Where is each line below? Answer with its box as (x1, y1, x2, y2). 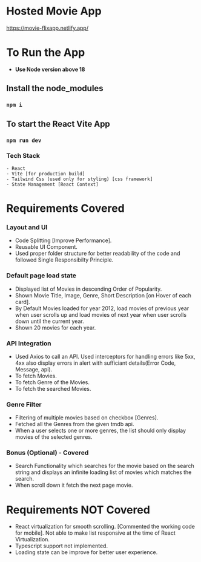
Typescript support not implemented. (15, 542, 108, 550)
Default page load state (6, 271, 77, 280)
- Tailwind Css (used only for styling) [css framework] (6, 176, 153, 182)
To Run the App (6, 46, 85, 59)
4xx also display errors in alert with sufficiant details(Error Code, (15, 359, 176, 367)
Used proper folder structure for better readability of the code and (15, 250, 180, 257)
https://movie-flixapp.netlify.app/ (6, 24, 89, 32)
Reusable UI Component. (15, 243, 77, 251)
